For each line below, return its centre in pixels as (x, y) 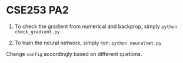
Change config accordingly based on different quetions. (74, 54)
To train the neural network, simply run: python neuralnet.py (88, 43)
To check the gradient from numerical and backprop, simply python (96, 26)
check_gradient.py (37, 32)
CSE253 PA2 (38, 10)
